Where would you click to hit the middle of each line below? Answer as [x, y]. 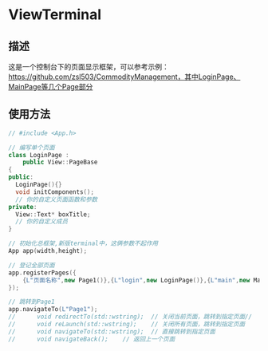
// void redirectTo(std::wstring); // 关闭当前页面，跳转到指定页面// [130, 317]
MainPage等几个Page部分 [51, 87]
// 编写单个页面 [32, 148]
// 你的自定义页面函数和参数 [57, 199]
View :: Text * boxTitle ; [53, 214]
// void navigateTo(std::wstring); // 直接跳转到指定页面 [112, 331]
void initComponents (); [55, 192]
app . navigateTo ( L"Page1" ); [53, 310]
